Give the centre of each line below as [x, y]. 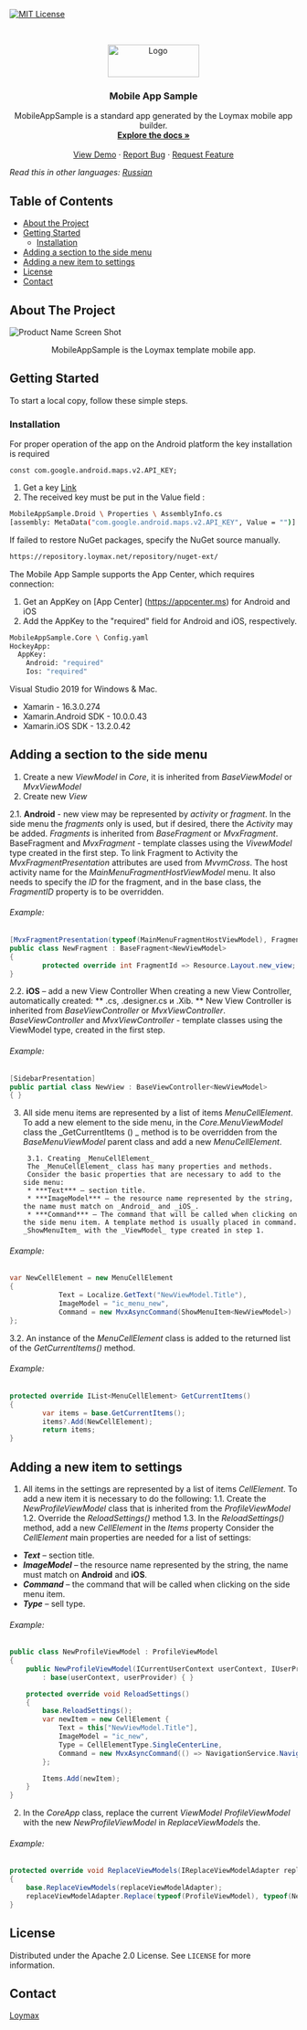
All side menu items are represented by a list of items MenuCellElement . [158, 1113]
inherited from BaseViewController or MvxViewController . [117, 1010]
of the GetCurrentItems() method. [73, 1348]
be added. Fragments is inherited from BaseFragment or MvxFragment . [144, 833]
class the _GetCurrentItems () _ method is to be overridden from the [150, 1132]
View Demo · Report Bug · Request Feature [153, 154]
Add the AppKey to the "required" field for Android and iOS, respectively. [160, 620]
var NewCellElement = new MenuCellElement [91, 1278]
